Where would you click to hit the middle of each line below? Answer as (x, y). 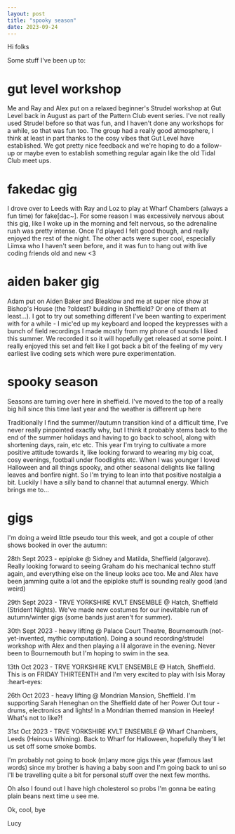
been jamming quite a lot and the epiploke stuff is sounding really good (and (117, 582)
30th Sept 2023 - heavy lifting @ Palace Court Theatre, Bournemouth (108, 631)
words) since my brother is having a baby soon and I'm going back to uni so (117, 768)
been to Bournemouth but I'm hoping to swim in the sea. (88, 653)
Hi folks (18, 47)
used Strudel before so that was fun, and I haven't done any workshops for (116, 123)
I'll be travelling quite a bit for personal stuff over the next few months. (109, 775)
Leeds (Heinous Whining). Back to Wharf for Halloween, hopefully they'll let (116, 739)
